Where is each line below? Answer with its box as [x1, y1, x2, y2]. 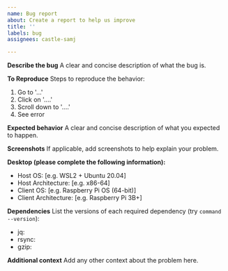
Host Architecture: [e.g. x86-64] [17, 179, 110, 188]
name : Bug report [7, 10, 58, 17]
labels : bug [7, 29, 42, 37]
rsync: [17, 236, 36, 244]
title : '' [7, 23, 36, 30]
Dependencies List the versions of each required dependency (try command [7, 207, 222, 215]
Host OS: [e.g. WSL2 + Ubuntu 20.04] [17, 172, 127, 180]
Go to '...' [17, 88, 43, 97]
